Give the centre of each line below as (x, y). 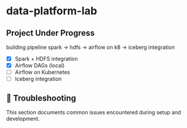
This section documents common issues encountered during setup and (94, 113)
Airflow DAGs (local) (40, 65)
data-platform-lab (52, 11)
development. (23, 119)
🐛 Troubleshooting (41, 98)
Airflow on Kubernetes (42, 72)
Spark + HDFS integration (46, 59)
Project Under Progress (51, 33)
